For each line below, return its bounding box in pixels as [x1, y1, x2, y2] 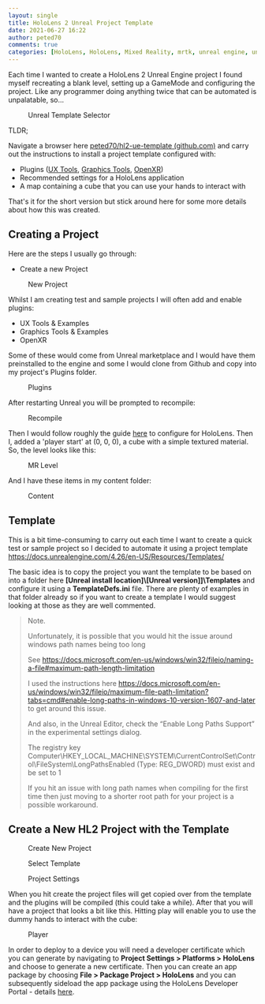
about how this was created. [8, 205, 101, 214]
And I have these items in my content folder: [8, 475, 151, 485]
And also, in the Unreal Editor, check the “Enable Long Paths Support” [27, 719, 255, 729]
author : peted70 [8, 33, 62, 42]
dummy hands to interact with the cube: [8, 915, 138, 924]
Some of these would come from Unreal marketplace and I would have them [8, 350, 256, 360]
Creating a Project [8, 228, 99, 242]
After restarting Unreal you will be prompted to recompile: [8, 398, 196, 407]
